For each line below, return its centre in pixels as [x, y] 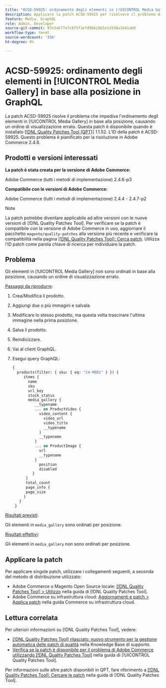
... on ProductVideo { [58, 409]
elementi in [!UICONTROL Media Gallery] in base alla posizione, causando [80, 121]
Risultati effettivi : [22, 535]
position [48, 464]
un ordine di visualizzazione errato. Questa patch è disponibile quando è [79, 126]
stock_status [41, 395]
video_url [54, 418]
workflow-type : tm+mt [27, 33]
